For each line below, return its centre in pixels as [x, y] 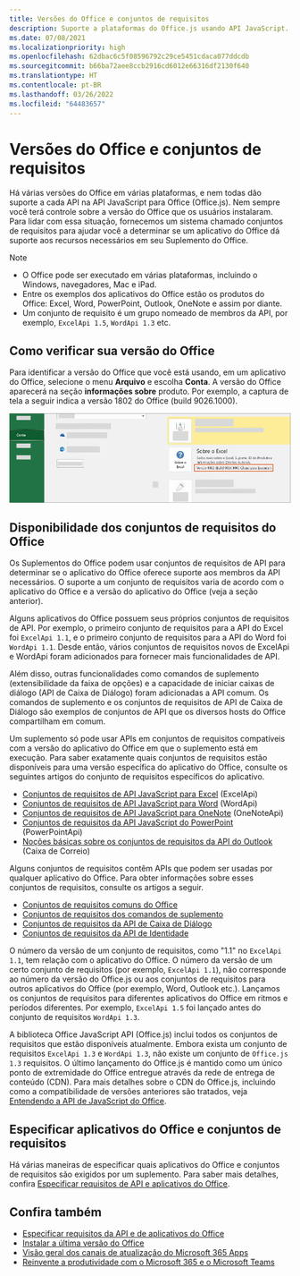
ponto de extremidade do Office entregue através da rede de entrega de [142, 1073]
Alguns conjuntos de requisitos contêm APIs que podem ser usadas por [141, 869]
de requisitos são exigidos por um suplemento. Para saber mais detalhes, [144, 1174]
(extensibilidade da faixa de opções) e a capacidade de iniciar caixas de [142, 684]
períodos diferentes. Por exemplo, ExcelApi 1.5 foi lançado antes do [135, 1008]
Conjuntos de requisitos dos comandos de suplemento [123, 914]
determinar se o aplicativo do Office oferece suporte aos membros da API [145, 573]
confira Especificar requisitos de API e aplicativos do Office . [120, 1184]
